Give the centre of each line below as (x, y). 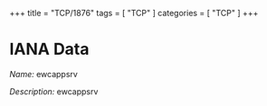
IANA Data (49, 49)
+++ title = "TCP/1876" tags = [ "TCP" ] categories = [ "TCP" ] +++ (134, 13)
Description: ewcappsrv (54, 91)
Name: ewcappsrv (44, 74)
